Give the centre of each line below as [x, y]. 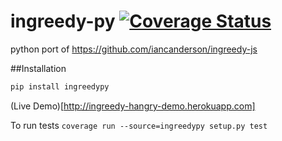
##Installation [38, 68]
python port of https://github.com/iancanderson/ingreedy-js [134, 49]
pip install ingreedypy [60, 86]
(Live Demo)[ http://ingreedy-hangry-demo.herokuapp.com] [133, 106]
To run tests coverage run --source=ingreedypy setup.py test [139, 125]
